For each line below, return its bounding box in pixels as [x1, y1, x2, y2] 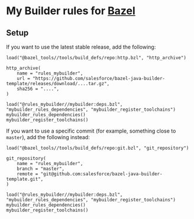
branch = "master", [17, 166, 65, 172]
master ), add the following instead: [6, 134, 90, 140]
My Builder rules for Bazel [6, 4, 136, 18]
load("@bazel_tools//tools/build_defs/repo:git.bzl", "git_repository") [6, 145, 189, 151]
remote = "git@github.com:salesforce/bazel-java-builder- [17, 171, 163, 177]
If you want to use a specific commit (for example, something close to [6, 127, 176, 134]
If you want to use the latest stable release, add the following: [6, 43, 156, 50]
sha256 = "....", [17, 86, 60, 92]
